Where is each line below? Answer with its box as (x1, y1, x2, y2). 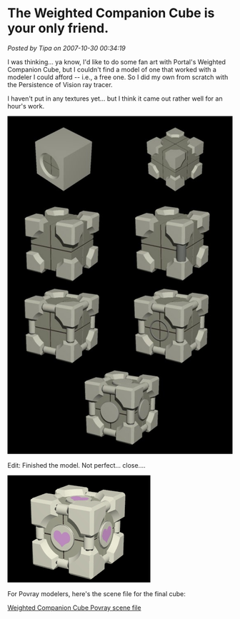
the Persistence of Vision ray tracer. (7, 80, 113, 89)
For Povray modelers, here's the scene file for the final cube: (7, 589, 186, 598)
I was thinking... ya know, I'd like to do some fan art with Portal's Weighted (7, 57, 226, 66)
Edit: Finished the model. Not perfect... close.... (7, 461, 146, 469)
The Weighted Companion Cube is (7, 5, 215, 21)
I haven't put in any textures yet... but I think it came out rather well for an (7, 94, 223, 103)
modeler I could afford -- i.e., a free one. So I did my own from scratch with (7, 73, 229, 81)
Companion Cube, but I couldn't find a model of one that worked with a (7, 65, 216, 74)
